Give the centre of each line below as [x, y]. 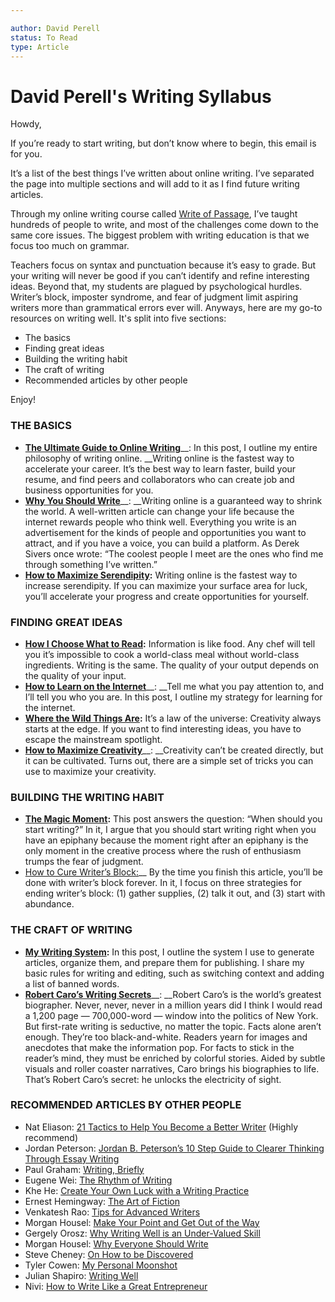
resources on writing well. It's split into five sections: [118, 318]
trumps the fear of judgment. [84, 862]
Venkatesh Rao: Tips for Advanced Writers [112, 1212]
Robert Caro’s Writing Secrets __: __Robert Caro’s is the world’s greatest [173, 994]
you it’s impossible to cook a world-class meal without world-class [162, 654]
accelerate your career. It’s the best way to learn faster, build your [160, 468]
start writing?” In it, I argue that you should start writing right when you [170, 830]
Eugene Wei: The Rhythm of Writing [98, 1180]
